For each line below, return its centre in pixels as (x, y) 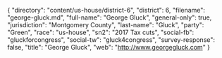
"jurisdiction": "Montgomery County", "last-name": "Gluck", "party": (106, 25)
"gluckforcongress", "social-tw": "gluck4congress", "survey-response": (111, 40)
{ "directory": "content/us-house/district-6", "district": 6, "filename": (106, 10)
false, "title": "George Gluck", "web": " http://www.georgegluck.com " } (109, 47)
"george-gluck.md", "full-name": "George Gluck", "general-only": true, (110, 17)
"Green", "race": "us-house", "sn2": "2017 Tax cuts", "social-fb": (101, 32)
